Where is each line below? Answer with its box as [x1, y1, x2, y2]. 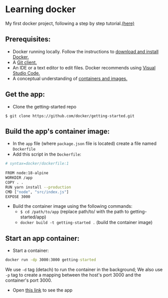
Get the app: [5, 90, 45, 99]
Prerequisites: [5, 35, 51, 44]
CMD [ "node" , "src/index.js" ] [5, 189, 69, 195]
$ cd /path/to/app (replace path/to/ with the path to [20, 209, 129, 215]
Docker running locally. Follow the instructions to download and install [12, 48, 159, 54]
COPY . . [5, 180, 24, 185]
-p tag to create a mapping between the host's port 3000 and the [5, 272, 142, 278]
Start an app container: [5, 234, 80, 243]
